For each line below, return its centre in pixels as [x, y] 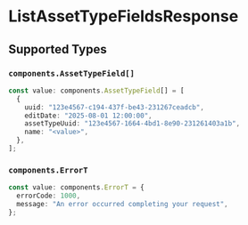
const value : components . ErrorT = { [76, 188]
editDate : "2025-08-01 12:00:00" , [88, 116]
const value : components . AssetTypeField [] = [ [96, 91]
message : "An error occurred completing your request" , [122, 204]
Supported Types [58, 49]
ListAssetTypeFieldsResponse [124, 16]
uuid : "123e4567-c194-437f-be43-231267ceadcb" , [114, 107]
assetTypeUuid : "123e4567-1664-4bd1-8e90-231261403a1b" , [132, 124]
